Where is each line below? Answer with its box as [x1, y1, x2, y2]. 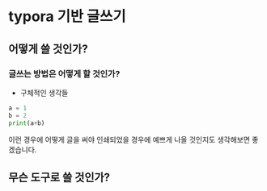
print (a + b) [8, 118, 45, 127]
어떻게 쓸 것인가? [8, 42, 88, 56]
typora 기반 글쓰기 [8, 7, 126, 26]
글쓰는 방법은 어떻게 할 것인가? [8, 68, 121, 79]
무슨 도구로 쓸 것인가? [8, 170, 111, 184]
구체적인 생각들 [19, 88, 69, 98]
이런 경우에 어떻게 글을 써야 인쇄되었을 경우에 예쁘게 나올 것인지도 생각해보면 [8, 135, 251, 144]
